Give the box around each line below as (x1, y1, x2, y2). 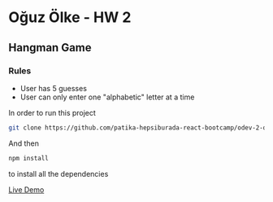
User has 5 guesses (19, 83, 88, 93)
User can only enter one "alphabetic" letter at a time (19, 92, 195, 102)
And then (8, 138, 39, 148)
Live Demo (8, 184, 45, 195)
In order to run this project (8, 108, 96, 117)
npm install (8, 154, 49, 162)
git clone (8, 123, 42, 132)
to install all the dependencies (8, 169, 109, 178)
